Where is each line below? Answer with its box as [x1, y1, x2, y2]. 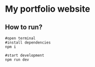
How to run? [5, 23, 43, 31]
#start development [5, 53, 45, 58]
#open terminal [5, 36, 36, 41]
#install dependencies [5, 40, 51, 45]
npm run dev [5, 57, 29, 62]
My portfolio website [5, 3, 91, 15]
